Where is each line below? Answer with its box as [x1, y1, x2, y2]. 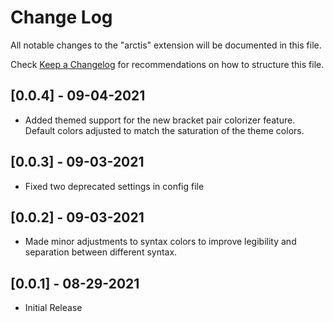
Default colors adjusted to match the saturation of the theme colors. [24, 124, 305, 136]
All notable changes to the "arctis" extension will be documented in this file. [10, 39, 322, 51]
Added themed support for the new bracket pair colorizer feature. [24, 114, 296, 126]
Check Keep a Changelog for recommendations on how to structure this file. [10, 58, 325, 70]
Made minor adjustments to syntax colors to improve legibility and [24, 236, 297, 248]
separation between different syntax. [24, 246, 178, 258]
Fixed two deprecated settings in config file [24, 180, 205, 192]
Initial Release [24, 302, 83, 314]
